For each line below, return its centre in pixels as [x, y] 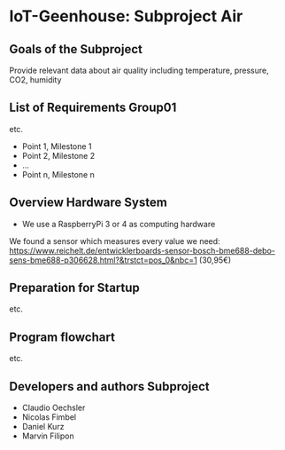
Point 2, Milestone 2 [58, 155]
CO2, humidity [35, 80]
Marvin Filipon [48, 436]
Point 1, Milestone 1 [57, 146]
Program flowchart [62, 337]
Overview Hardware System [89, 203]
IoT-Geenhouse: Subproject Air [126, 16]
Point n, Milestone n [58, 174]
